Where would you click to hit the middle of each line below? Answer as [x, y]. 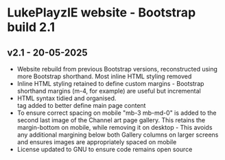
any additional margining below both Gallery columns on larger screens [118, 135]
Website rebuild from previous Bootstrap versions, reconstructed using [117, 69]
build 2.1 [31, 27]
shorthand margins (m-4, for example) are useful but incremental [109, 91]
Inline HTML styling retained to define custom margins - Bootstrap [110, 83]
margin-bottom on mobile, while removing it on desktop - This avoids [115, 127]
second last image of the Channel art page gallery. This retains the [111, 120]
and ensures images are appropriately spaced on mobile [97, 142]
